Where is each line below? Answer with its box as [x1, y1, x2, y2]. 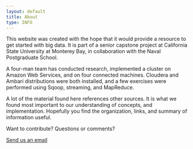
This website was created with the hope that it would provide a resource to [6, 36, 186, 43]
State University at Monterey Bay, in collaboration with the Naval [6, 48, 161, 55]
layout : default [6, 8, 46, 15]
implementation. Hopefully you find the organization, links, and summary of [6, 108, 188, 115]
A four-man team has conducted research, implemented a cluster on [6, 65, 171, 72]
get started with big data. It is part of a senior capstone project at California [6, 41, 188, 48]
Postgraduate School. [6, 54, 58, 61]
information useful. [6, 114, 51, 121]
